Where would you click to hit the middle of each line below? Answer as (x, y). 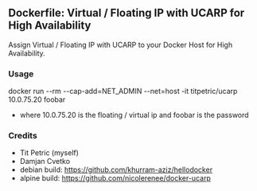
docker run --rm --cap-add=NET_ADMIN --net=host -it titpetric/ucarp (123, 92)
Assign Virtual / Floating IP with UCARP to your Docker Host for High (121, 45)
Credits (23, 136)
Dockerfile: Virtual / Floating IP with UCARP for (127, 13)
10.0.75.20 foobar (37, 99)
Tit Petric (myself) (49, 153)
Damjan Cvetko (45, 162)
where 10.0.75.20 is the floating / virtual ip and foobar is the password (134, 115)
